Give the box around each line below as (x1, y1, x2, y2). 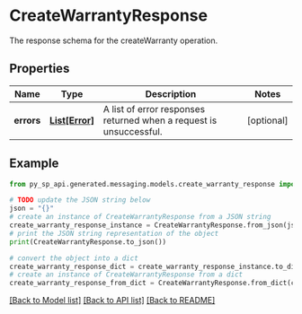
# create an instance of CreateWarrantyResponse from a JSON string (9, 213, 271, 222)
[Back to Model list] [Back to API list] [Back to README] (9, 295, 216, 306)
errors (13, 114, 41, 126)
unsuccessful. (102, 125, 163, 137)
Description (145, 87, 197, 100)
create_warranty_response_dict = (9, 262, 135, 271)
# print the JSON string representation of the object (9, 229, 219, 238)
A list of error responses (102, 102, 205, 115)
